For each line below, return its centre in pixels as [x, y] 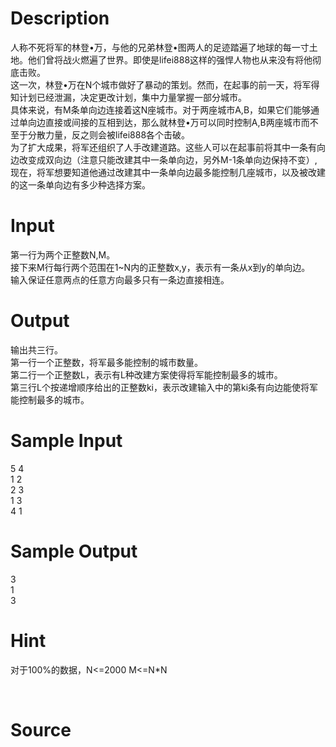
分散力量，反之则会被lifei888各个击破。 [109, 134]
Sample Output [74, 551]
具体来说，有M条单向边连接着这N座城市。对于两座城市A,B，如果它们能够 [161, 109]
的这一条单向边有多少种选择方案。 [80, 184]
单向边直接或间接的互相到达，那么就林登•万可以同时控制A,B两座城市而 [164, 122]
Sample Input [66, 441]
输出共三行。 [36, 349]
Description [60, 18]
